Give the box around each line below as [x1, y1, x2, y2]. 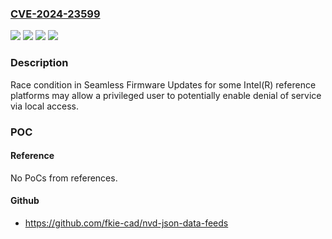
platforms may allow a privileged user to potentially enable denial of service [10, 89, 322, 101]
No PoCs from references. [10, 172, 118, 184]
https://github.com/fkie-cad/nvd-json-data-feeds [24, 217, 229, 229]
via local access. [10, 100, 79, 112]
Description [10, 56, 69, 70]
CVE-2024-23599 [10, 7, 101, 21]
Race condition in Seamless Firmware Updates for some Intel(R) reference [10, 78, 317, 91]
